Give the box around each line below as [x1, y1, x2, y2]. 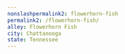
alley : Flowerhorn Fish [7, 23, 78, 30]
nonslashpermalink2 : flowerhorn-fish [7, 10, 119, 18]
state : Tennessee [7, 36, 59, 43]
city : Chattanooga [7, 29, 61, 37]
